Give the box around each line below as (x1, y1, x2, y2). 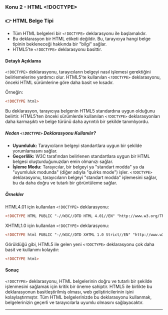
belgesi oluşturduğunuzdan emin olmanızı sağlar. (12, 158, 113, 164)
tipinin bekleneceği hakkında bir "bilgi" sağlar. (12, 41, 107, 47)
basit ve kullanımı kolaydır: (5, 246, 60, 252)
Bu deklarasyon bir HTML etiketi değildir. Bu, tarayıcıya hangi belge (12, 36, 151, 42)
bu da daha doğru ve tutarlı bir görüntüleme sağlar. (12, 180, 117, 186)
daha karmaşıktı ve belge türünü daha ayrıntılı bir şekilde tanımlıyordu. (5, 118, 149, 124)
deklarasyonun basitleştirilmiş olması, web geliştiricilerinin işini (5, 289, 134, 295)
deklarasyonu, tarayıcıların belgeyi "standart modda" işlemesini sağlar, (12, 174, 157, 180)
